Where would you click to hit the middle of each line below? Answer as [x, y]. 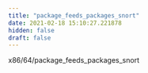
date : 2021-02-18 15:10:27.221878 [65, 23]
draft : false [30, 38]
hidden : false [32, 30]
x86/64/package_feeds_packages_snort [74, 60]
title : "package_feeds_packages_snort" [74, 15]
